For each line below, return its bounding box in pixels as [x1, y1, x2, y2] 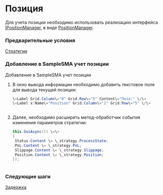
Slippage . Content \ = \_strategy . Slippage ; [14, 147, 104, 152]
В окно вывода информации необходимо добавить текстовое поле [12, 81, 155, 87]
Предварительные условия [5, 37, 76, 44]
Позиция [5, 3, 44, 14]
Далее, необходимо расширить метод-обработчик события [12, 114, 141, 120]
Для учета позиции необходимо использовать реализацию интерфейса [5, 19, 158, 25]
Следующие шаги [5, 173, 51, 180]
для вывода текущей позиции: [12, 87, 77, 93]
